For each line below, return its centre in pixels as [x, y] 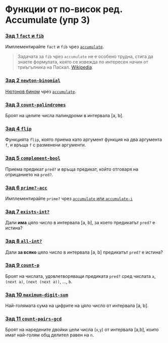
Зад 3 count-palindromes [36, 105]
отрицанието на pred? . [29, 174]
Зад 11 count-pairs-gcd [34, 319]
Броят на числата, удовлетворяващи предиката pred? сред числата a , [80, 276]
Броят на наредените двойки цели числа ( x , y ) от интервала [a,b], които [82, 330]
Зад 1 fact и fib [25, 36]
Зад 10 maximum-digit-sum [37, 295]
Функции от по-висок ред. [64, 9]
